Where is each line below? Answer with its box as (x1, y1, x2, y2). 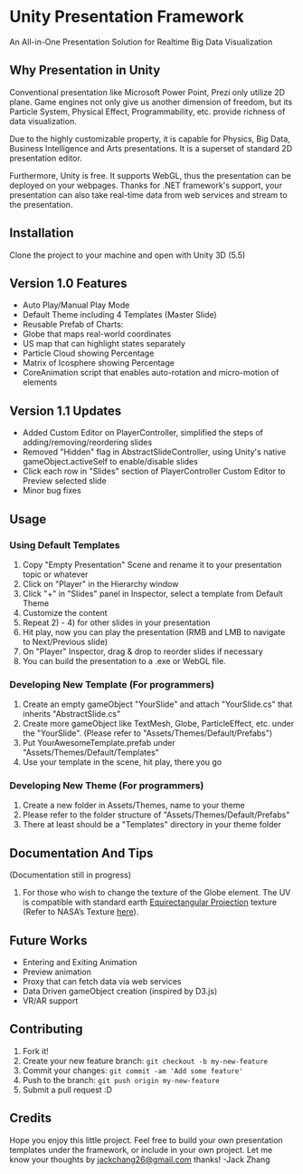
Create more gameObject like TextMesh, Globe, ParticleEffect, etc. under (22, 719, 295, 729)
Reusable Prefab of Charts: (22, 319, 124, 330)
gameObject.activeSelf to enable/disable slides (22, 456, 199, 467)
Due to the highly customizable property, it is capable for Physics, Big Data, (9, 133, 291, 144)
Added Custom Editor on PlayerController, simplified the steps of (22, 427, 264, 438)
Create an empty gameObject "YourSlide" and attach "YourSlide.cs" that (22, 699, 292, 709)
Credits (9, 1110, 52, 1126)
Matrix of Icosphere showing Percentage (22, 357, 175, 368)
